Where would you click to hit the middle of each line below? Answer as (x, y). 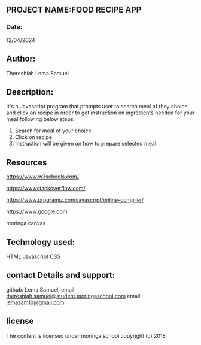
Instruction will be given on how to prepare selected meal (86, 144)
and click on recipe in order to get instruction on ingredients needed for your (100, 113)
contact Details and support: (61, 275)
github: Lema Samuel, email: (41, 289)
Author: (21, 59)
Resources (27, 162)
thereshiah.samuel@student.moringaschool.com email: (74, 296)
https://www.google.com (37, 211)
